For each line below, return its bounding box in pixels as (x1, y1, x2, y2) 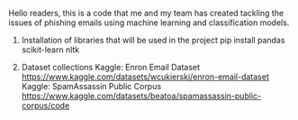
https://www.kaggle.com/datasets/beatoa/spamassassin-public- (21, 90, 262, 101)
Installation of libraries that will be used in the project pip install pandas (21, 35, 285, 45)
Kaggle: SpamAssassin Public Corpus (21, 81, 162, 91)
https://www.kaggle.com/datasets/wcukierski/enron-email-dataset (21, 71, 269, 82)
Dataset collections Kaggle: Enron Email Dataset (21, 62, 200, 72)
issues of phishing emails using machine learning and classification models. (8, 17, 290, 28)
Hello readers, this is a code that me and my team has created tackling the (8, 8, 284, 18)
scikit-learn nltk (21, 44, 80, 55)
